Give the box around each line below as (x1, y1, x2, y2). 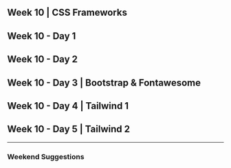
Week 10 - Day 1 (7, 30, 76, 42)
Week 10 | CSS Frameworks (7, 7, 127, 19)
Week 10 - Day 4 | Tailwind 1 (7, 100, 129, 112)
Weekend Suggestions (7, 152, 85, 161)
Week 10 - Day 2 (7, 53, 78, 65)
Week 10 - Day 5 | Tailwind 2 (7, 123, 131, 135)
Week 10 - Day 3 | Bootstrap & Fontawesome (7, 77, 201, 88)
